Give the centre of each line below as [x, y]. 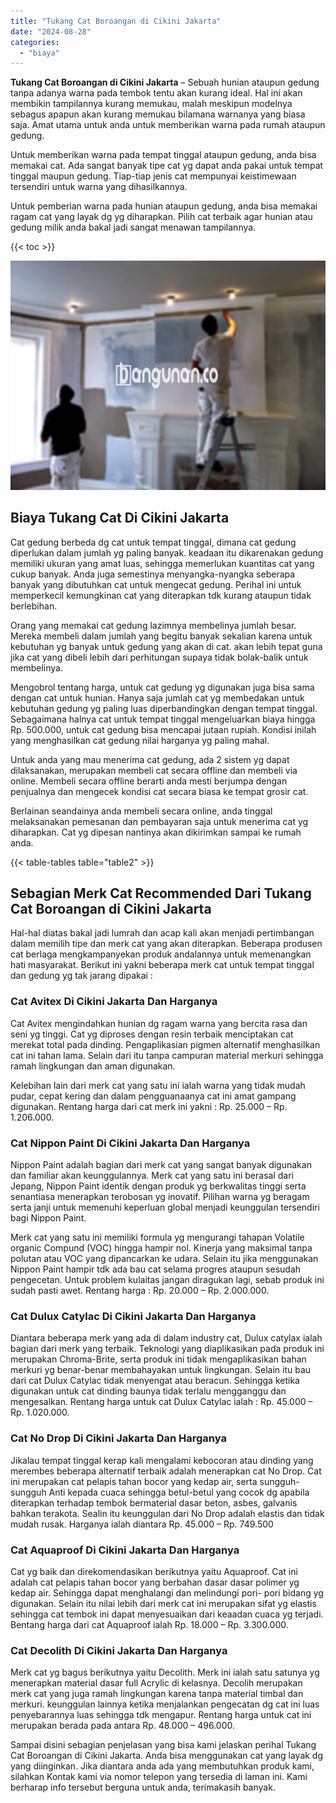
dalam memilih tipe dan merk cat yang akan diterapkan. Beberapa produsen [166, 944]
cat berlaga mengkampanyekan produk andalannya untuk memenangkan [161, 954]
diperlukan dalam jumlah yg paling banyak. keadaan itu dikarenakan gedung [167, 552]
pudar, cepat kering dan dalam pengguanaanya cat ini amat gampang [153, 1096]
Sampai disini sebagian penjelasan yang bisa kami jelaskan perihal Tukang [163, 1745]
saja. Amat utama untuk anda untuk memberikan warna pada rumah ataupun [168, 125]
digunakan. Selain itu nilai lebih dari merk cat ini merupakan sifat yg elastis [163, 1603]
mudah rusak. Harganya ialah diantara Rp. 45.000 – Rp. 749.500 [142, 1524]
